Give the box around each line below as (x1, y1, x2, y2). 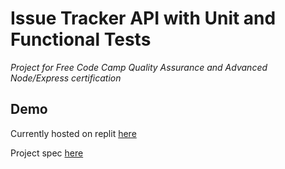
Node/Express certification (10, 72, 122, 84)
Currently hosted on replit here (10, 127, 137, 139)
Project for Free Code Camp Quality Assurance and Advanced (10, 61, 268, 73)
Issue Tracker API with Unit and (10, 7, 277, 30)
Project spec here (10, 147, 84, 159)
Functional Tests (10, 28, 152, 51)
